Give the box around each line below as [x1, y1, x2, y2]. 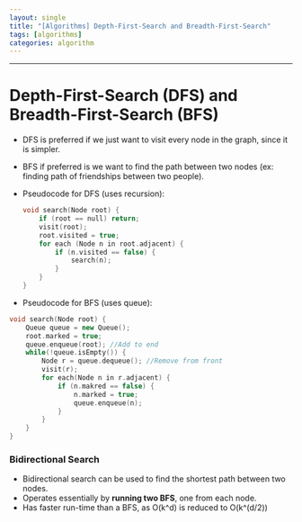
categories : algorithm [9, 38, 94, 48]
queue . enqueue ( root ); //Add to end [25, 339, 159, 349]
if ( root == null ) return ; [39, 214, 140, 223]
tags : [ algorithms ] [9, 30, 83, 39]
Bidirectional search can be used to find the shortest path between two [22, 473, 286, 484]
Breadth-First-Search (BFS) [9, 104, 219, 125]
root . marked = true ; [25, 331, 102, 340]
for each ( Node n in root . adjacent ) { [39, 239, 184, 248]
